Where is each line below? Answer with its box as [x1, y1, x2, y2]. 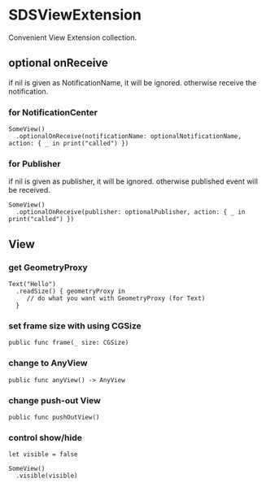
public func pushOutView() [8, 413, 100, 421]
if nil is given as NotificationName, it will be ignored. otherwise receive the [8, 77, 257, 87]
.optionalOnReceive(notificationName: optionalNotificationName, [15, 133, 242, 141]
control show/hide [8, 432, 83, 443]
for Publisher [8, 158, 61, 169]
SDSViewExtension [8, 6, 142, 24]
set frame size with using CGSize [8, 320, 142, 331]
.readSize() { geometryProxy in [15, 287, 126, 296]
